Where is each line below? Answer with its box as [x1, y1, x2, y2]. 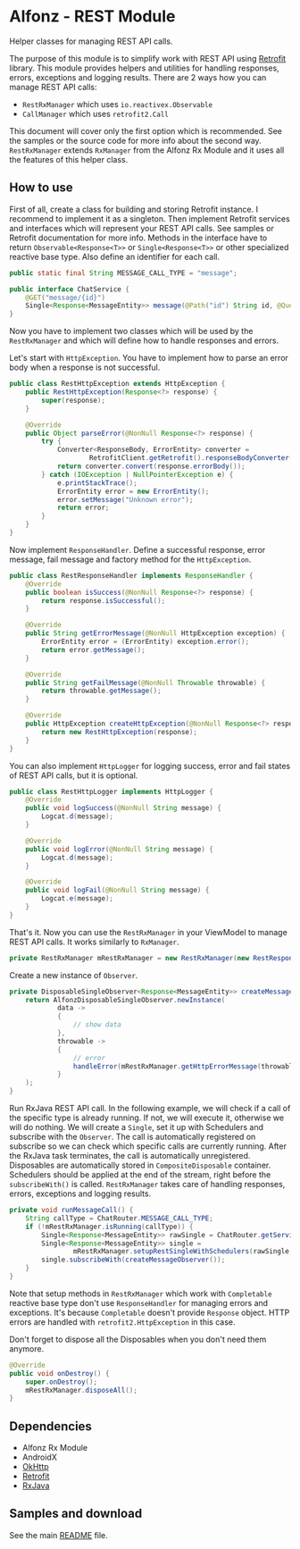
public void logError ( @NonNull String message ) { [25, 844, 214, 854]
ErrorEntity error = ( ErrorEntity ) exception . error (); [41, 637, 250, 646]
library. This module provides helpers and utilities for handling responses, [9, 63, 279, 73]
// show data [72, 1020, 122, 1029]
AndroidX [21, 1452, 58, 1462]
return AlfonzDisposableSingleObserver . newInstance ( [25, 995, 226, 1004]
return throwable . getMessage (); [41, 686, 162, 696]
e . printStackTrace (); [56, 478, 138, 488]
